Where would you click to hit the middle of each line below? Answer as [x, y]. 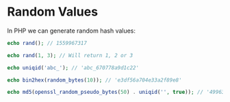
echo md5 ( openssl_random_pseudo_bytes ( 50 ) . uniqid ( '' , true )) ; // [105, 92]
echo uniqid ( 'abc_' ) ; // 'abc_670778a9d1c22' [73, 68]
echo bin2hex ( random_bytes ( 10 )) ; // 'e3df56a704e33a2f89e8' [95, 80]
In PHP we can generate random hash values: [71, 31]
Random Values [52, 12]
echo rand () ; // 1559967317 [47, 43]
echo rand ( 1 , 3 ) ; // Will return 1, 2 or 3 [70, 55]
